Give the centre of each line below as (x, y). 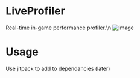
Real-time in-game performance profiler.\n (59, 28)
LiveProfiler (36, 11)
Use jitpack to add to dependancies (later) (58, 68)
